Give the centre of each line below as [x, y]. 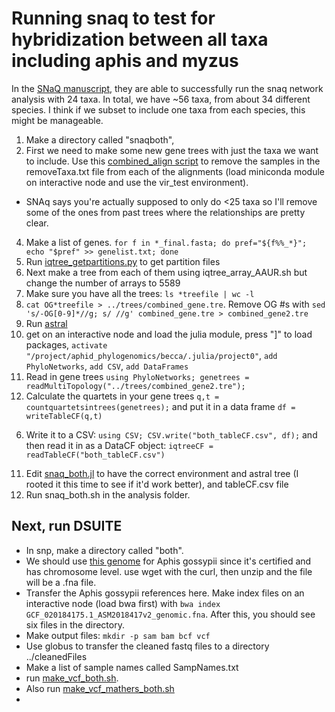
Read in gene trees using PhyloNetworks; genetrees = [137, 376]
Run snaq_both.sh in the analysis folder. [108, 494]
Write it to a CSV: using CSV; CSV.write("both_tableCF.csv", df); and [171, 434]
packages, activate [66, 344]
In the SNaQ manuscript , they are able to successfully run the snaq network [167, 88]
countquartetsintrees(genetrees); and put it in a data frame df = [160, 406]
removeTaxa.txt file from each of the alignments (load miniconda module [175, 171]
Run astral [46, 323]
